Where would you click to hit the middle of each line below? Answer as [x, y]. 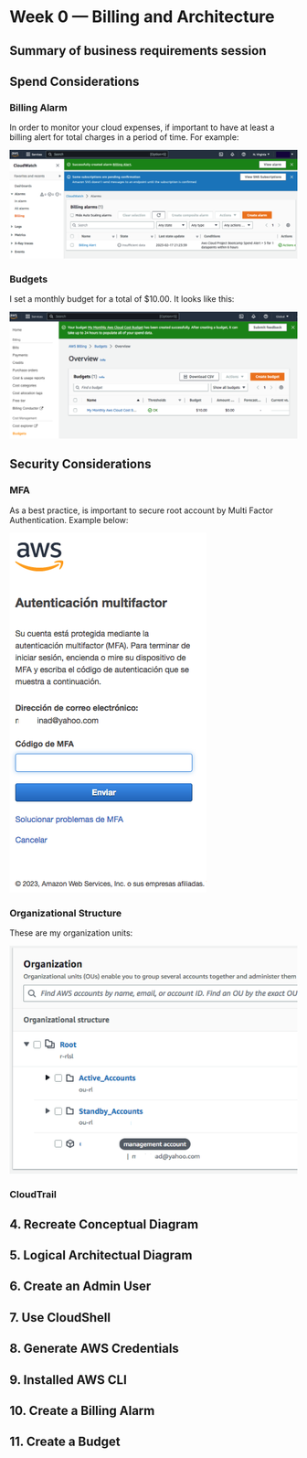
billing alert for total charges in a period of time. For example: [124, 137]
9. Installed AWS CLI [69, 1380]
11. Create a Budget [65, 1442]
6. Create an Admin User [80, 1286]
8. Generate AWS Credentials [95, 1349]
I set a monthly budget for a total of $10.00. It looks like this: [122, 299]
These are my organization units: [71, 933]
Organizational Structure [65, 913]
